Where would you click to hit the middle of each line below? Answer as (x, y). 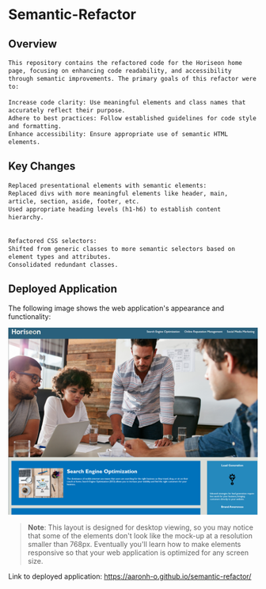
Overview (33, 44)
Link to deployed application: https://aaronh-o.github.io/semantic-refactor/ (130, 576)
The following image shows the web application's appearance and (116, 308)
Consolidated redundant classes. (63, 264)
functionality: (30, 316)
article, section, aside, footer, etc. (74, 201)
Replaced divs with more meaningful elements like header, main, (118, 193)
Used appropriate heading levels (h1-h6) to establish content (115, 209)
